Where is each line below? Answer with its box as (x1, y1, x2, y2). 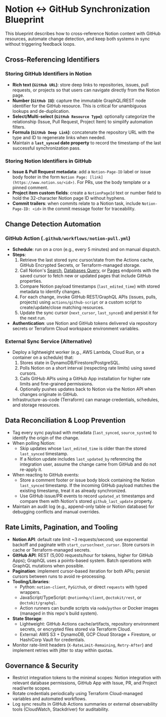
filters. (12, 124, 26, 130)
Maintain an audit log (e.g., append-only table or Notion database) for (12, 503, 155, 509)
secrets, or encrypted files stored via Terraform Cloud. (19, 626, 131, 632)
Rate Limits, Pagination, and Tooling (5, 523, 118, 532)
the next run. (19, 315, 46, 321)
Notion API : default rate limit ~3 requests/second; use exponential (12, 536, 148, 542)
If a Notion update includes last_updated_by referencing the (19, 456, 142, 462)
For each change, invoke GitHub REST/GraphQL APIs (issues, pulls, (19, 294, 157, 300)
